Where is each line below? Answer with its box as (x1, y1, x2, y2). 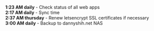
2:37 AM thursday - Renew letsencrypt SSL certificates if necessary (5, 15, 149, 20)
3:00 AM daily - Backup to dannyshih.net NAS (5, 20, 103, 26)
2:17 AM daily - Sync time (5, 9, 60, 15)
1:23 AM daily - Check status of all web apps (5, 4, 100, 10)
